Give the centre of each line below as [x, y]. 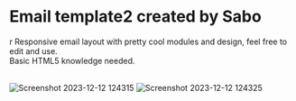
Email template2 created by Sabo [135, 17]
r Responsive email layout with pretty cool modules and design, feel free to [148, 41]
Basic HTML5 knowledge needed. [72, 60]
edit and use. [34, 50]
